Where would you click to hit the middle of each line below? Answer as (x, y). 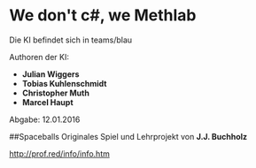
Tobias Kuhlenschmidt (64, 83)
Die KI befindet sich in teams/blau (71, 40)
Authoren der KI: (39, 57)
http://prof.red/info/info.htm (60, 153)
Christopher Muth (56, 93)
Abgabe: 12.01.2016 (45, 119)
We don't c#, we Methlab (103, 15)
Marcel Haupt (47, 102)
